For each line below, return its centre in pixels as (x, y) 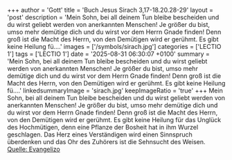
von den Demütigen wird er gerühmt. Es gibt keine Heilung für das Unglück (114, 120)
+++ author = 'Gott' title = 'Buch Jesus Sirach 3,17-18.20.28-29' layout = (110, 10)
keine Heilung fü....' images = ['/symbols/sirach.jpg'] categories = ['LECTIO (114, 47)
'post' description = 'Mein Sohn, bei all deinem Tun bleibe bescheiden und (113, 17)
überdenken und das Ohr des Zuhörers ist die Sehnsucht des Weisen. (106, 142)
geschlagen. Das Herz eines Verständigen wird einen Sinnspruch (100, 134)
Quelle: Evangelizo (34, 149)
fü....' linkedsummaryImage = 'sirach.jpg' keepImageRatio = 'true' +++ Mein (115, 90)
